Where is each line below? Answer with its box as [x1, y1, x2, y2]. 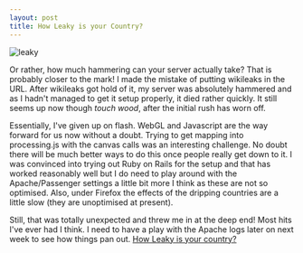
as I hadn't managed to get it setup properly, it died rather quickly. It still [9, 92, 278, 104]
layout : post [9, 13, 59, 23]
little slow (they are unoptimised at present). [9, 196, 174, 208]
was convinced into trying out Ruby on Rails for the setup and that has [9, 158, 271, 169]
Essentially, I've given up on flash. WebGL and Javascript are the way [9, 119, 269, 131]
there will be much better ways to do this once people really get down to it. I [9, 148, 292, 159]
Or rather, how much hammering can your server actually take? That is [9, 64, 272, 75]
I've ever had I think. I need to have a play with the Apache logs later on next [9, 223, 294, 235]
